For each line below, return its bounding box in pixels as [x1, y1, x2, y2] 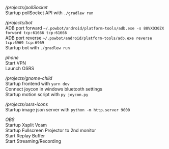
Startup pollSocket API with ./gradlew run [5, 10, 94, 16]
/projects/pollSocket [5, 5, 48, 10]
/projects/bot [5, 20, 33, 25]
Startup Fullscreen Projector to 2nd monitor [5, 127, 96, 133]
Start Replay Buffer [5, 133, 45, 139]
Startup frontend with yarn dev [5, 81, 70, 86]
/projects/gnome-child [5, 75, 52, 81]
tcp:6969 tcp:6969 [5, 40, 44, 45]
